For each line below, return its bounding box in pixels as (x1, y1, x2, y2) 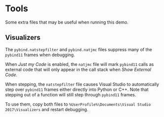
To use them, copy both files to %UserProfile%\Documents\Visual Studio (5, 101, 151, 107)
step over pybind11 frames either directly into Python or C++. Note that (5, 87, 149, 92)
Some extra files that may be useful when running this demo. (5, 19, 129, 25)
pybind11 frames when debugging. (5, 52, 75, 58)
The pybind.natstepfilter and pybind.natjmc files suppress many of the (5, 46, 152, 52)
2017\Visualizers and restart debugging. (5, 106, 89, 112)
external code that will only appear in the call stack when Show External (5, 66, 151, 72)
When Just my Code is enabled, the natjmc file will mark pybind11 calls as (5, 61, 154, 67)
